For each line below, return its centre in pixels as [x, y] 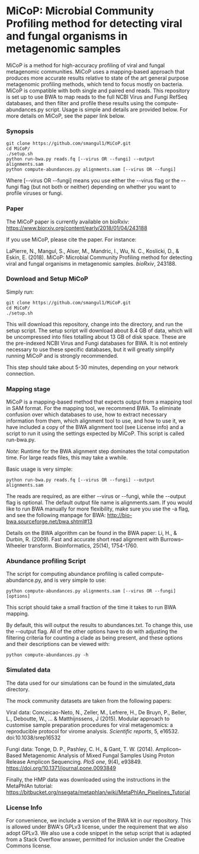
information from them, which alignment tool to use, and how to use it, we [96, 421]
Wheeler [17, 546]
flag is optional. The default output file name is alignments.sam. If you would [99, 503]
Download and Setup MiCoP [47, 279]
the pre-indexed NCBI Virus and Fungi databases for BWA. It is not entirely [97, 343]
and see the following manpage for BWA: [56, 515]
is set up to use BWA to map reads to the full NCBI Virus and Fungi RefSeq [97, 97]
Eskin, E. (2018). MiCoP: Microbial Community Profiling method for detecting [99, 257]
